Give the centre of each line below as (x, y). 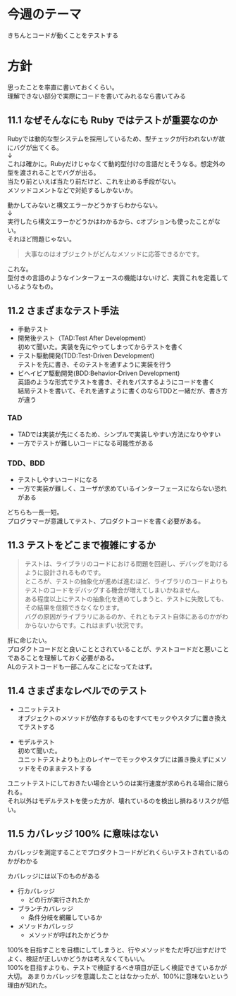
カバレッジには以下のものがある (54, 876)
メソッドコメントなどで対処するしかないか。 (72, 190)
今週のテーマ (45, 14)
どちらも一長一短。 (35, 512)
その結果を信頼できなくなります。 (74, 607)
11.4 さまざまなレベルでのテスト (77, 691)
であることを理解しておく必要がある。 (63, 657)
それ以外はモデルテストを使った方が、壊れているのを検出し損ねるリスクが (115, 800)
